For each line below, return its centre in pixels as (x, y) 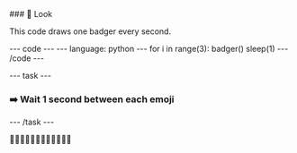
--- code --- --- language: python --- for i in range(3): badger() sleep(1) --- (149, 49)
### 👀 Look (31, 14)
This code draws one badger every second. (90, 31)
